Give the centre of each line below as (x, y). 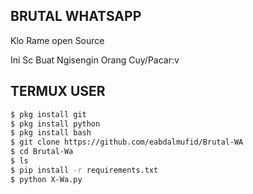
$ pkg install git (48, 114)
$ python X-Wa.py (46, 179)
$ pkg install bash (51, 133)
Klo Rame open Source (57, 40)
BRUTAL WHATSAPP (76, 16)
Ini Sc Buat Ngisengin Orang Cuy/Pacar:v (95, 60)
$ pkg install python (55, 124)
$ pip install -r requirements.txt (84, 170)
